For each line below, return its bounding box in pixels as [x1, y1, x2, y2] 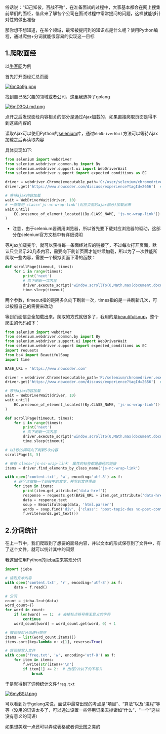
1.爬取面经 [5, 49, 37, 58]
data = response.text [23, 498, 68, 502]
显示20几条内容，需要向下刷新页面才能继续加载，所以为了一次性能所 [18, 248, 158, 254]
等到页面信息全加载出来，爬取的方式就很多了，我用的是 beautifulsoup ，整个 [5, 313, 159, 319]
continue [23, 617, 41, 621]
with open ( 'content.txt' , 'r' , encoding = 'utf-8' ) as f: [5, 580, 123, 585]
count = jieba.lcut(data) [5, 598, 58, 603]
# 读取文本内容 [5, 576, 32, 580]
